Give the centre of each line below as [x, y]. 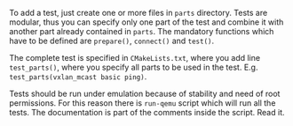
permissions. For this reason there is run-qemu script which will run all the [143, 103]
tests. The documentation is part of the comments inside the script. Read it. [147, 112]
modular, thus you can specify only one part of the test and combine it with [146, 22]
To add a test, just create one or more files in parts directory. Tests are [139, 13]
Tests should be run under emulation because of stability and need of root [145, 93]
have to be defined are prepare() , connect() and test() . [112, 41]
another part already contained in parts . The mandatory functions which [142, 31]
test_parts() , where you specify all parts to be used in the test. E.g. [134, 67]
